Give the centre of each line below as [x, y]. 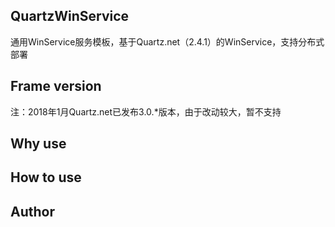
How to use [46, 177]
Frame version [56, 86]
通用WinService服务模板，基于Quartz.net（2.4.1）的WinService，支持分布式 [167, 41]
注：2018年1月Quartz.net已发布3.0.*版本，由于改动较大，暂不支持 [146, 111]
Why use [38, 144]
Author [32, 211]
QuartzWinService [70, 16]
